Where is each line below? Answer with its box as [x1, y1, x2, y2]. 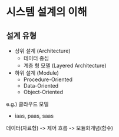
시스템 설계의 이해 [6, 5, 87, 19]
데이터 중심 [23, 55, 49, 62]
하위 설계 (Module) [14, 69, 59, 76]
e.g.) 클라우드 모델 [6, 101, 49, 108]
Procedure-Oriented [23, 76, 72, 83]
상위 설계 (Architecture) [14, 48, 71, 54]
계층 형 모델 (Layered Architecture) [23, 62, 107, 69]
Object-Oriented [23, 89, 64, 95]
